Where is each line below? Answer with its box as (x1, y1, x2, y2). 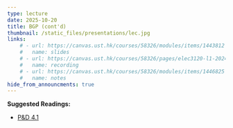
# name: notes (19, 74, 67, 82)
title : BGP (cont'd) (7, 23, 67, 30)
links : (7, 36, 26, 43)
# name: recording (19, 62, 79, 68)
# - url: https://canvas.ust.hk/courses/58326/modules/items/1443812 (19, 42, 225, 49)
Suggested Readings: (7, 100, 71, 108)
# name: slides (19, 49, 70, 56)
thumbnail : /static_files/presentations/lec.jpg (7, 29, 150, 37)
